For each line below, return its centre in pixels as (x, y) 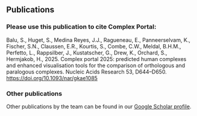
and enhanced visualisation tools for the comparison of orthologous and (96, 65)
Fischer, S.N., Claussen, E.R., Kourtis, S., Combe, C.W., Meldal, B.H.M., (94, 46)
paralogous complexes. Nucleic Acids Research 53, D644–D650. (86, 72)
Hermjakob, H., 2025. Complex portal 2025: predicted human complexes (96, 59)
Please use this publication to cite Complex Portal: (81, 27)
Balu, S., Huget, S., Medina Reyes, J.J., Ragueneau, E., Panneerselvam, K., (98, 40)
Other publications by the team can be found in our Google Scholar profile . (99, 106)
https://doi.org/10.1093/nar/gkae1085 (52, 78)
